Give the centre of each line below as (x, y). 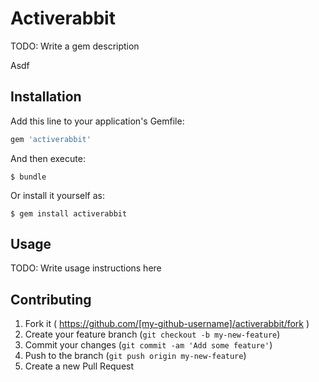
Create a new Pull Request (79, 366)
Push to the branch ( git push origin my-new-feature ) (135, 356)
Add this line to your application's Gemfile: (97, 121)
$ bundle (28, 177)
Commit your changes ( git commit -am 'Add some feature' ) (148, 345)
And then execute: (48, 158)
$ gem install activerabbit (69, 213)
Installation (46, 97)
